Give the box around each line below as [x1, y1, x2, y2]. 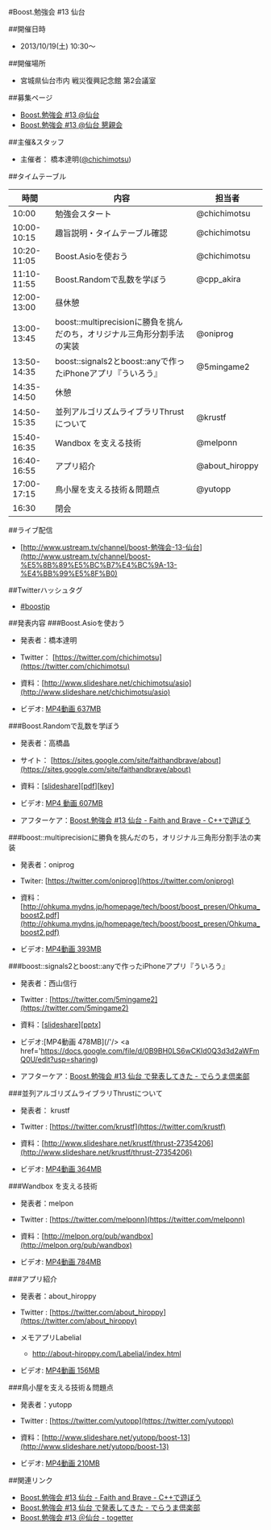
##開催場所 [8, 59, 46, 68]
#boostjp [19, 602, 51, 611]
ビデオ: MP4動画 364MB [19, 1164, 102, 1173]
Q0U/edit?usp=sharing [19, 1054, 96, 1064]
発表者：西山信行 [19, 979, 77, 987]
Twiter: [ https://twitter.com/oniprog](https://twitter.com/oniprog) [19, 876, 235, 886]
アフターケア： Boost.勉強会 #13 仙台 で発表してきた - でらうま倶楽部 [19, 1071, 250, 1080]
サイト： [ [19, 756, 54, 765]
